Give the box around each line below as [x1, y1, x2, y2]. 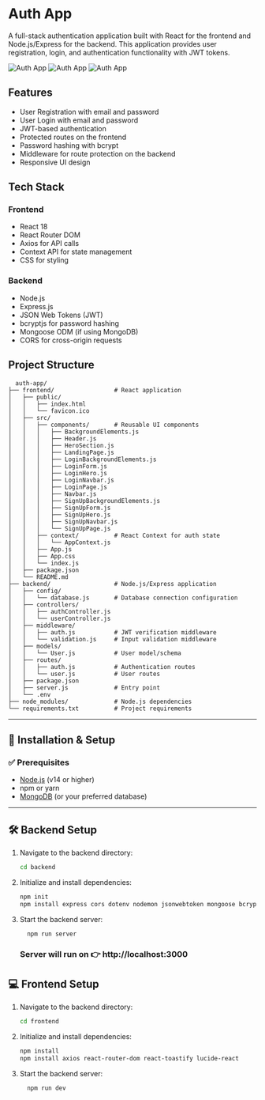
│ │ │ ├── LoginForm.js [8, 462, 108, 471]
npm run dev [27, 1084, 66, 1092]
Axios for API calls [19, 239, 80, 248]
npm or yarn [19, 784, 60, 793]
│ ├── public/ [8, 393, 62, 401]
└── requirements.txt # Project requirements [8, 705, 192, 713]
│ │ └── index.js [8, 559, 80, 567]
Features [8, 86, 53, 100]
